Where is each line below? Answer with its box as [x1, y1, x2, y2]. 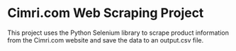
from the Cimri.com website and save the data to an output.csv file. [7, 35, 204, 44]
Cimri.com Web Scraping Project [7, 5, 204, 21]
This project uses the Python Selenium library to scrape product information [7, 28, 229, 37]
